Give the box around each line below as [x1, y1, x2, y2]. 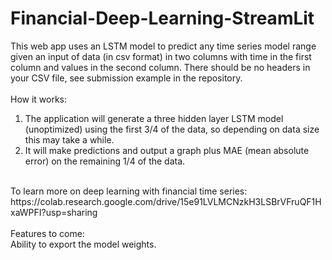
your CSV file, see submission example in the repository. [10, 72, 243, 84]
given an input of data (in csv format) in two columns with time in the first [10, 50, 312, 62]
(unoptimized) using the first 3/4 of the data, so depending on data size [24, 123, 320, 135]
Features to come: [10, 227, 85, 239]
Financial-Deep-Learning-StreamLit [10, 7, 315, 30]
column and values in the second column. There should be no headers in [10, 61, 311, 73]
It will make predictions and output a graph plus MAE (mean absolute [24, 144, 310, 156]
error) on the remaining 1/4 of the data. [24, 155, 186, 167]
